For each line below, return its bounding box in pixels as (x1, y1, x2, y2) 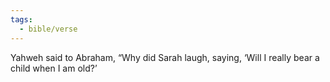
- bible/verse (19, 24, 78, 34)
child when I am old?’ (10, 62, 98, 74)
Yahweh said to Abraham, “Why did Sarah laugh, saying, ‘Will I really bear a (10, 51, 320, 63)
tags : (10, 14, 33, 25)
